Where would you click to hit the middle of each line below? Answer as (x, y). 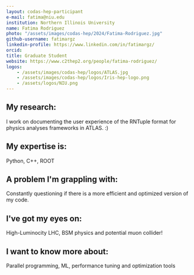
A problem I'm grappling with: (62, 179)
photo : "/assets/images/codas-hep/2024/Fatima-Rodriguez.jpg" (84, 34)
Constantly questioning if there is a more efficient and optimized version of (97, 194)
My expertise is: (36, 147)
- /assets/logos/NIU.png (47, 84)
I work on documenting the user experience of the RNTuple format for (91, 121)
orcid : (14, 50)
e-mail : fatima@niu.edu (35, 17)
